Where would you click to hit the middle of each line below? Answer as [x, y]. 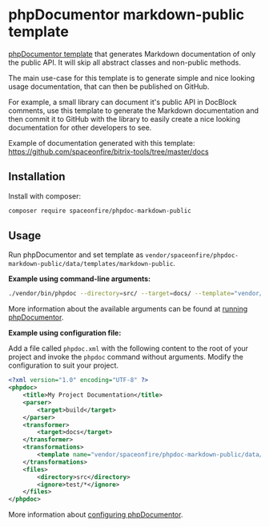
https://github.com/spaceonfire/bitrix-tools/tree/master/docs [109, 151]
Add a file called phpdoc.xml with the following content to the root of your [128, 348]
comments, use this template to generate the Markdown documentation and [133, 111]
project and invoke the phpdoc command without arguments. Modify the [126, 357]
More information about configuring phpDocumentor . [96, 515]
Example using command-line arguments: [79, 279]
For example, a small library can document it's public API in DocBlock [123, 102]
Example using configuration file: [65, 333]
